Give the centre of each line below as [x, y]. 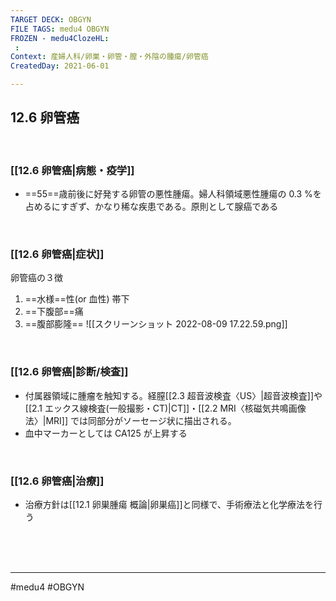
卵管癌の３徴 [36, 278]
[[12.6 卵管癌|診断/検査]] [69, 372]
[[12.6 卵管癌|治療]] [57, 481]
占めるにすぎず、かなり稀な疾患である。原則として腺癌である [151, 207]
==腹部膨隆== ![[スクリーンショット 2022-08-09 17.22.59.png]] [156, 324]
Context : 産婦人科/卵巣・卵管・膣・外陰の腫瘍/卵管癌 [109, 57]
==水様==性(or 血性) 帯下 [77, 299]
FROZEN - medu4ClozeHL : [60, 38]
